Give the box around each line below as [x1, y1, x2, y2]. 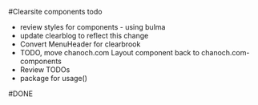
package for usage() [19, 74, 88, 83]
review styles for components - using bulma [19, 22, 166, 31]
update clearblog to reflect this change [19, 31, 149, 40]
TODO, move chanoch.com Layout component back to [19, 48, 200, 57]
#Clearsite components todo [8, 7, 103, 16]
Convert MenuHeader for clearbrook [19, 39, 141, 49]
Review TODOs [19, 65, 71, 75]
